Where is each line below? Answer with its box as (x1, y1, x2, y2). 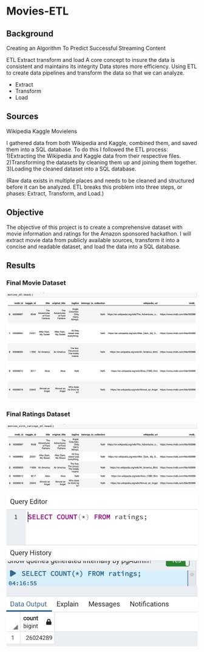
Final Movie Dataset (6, 278, 66, 287)
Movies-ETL (6, 4, 69, 18)
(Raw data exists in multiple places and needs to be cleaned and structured (6, 177, 195, 184)
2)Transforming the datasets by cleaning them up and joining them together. (6, 158, 197, 166)
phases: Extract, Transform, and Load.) (6, 189, 104, 197)
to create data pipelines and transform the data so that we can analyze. (6, 69, 185, 76)
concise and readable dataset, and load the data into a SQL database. (6, 243, 181, 250)
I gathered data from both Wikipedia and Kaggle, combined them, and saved (6, 139, 197, 146)
